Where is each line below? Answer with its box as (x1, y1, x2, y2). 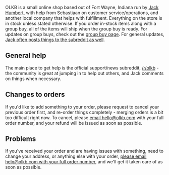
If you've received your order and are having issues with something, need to (5, 148, 164, 154)
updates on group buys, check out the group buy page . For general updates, (5, 31, 164, 37)
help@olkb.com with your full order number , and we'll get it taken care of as (5, 159, 163, 165)
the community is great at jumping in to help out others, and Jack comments (5, 70, 164, 76)
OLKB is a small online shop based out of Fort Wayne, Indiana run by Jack (5, 5, 159, 10)
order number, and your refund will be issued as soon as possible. (5, 120, 143, 126)
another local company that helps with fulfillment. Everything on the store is (5, 15, 162, 21)
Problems (5, 134, 36, 144)
